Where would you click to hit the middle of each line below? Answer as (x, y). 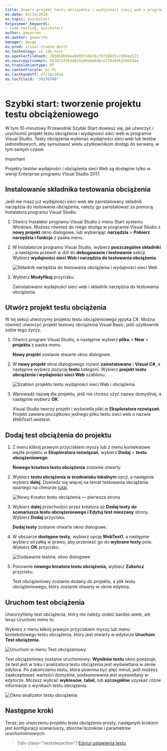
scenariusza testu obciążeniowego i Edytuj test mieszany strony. (81, 512)
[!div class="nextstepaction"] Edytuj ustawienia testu (72, 743)
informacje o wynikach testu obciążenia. (46, 685)
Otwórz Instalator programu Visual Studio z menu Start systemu (78, 221)
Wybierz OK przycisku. (36, 547)
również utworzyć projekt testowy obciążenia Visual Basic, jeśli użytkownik (82, 325)
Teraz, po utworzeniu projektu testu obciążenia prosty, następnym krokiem (82, 723)
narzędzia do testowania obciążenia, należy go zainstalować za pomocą (79, 206)
